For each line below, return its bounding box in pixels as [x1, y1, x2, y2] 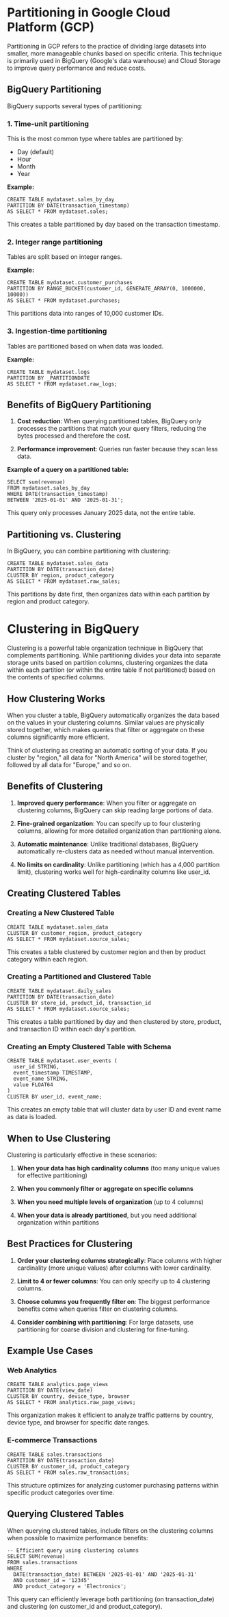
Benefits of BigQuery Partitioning [7, 399, 152, 411]
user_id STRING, [13, 1064, 59, 1070]
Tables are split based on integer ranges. [7, 253, 122, 261]
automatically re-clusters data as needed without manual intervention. [16, 847, 215, 855]
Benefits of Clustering [7, 781, 103, 792]
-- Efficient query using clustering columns [7, 1546, 139, 1554]
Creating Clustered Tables [7, 888, 121, 899]
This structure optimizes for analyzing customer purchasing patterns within [7, 1481, 219, 1489]
